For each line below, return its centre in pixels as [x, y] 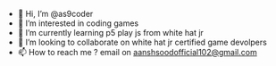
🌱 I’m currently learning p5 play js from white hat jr [110, 33]
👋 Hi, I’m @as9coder [55, 14]
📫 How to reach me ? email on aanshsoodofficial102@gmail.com [137, 52]
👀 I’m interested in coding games [78, 23]
